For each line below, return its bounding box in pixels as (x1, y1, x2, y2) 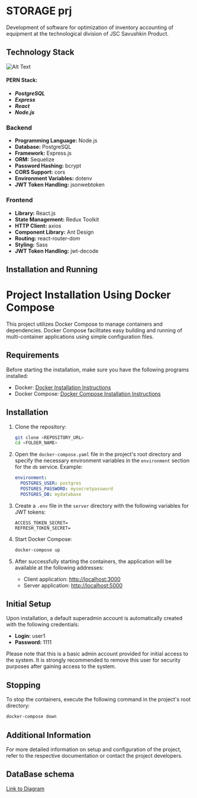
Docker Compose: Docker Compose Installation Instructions (14, 390, 161, 397)
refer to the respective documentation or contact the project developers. (6, 752, 183, 759)
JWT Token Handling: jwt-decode (14, 247, 99, 255)
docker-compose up (14, 547, 60, 553)
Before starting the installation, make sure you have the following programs (6, 366, 189, 373)
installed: (6, 372, 28, 379)
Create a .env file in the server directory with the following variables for (14, 502, 189, 509)
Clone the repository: (14, 423, 67, 430)
